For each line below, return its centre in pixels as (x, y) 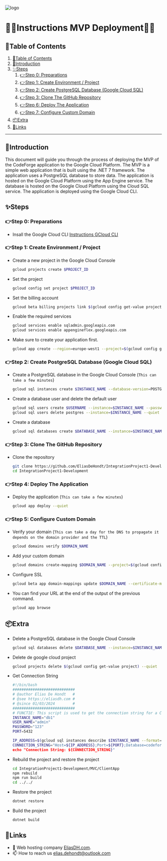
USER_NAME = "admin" (31, 722)
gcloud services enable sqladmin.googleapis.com (64, 326)
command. (23, 598)
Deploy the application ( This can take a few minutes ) (68, 497)
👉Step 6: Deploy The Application (54, 105)
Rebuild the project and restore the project (56, 759)
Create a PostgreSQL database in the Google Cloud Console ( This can (84, 375)
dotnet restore (28, 801)
